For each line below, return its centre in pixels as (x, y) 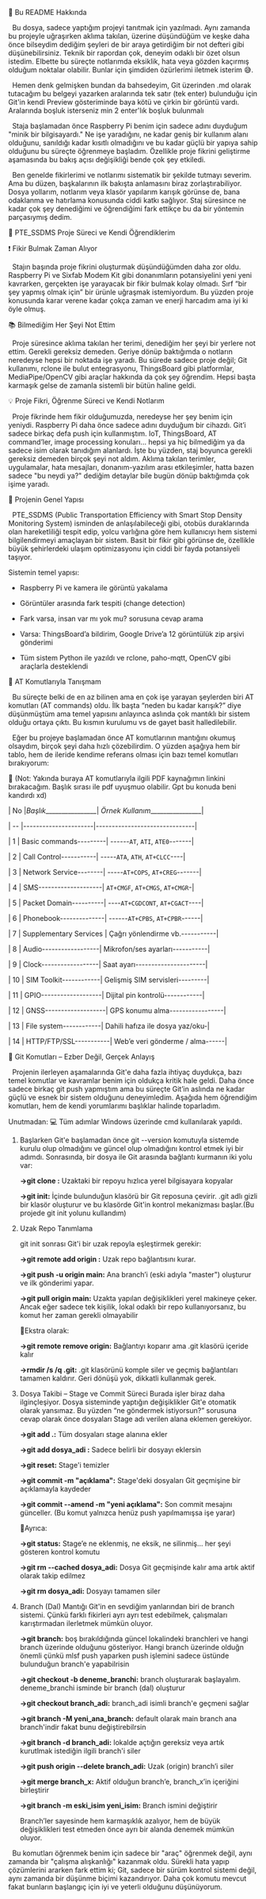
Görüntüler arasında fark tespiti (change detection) (103, 603)
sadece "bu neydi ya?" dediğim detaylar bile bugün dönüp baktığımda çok (129, 476)
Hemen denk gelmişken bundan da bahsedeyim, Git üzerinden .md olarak (131, 85)
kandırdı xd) (28, 795)
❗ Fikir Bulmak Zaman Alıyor (53, 248)
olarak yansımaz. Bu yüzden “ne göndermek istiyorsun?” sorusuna (128, 1410)
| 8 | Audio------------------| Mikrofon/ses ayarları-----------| (109, 949)
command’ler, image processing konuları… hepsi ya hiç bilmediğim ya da (127, 442)
